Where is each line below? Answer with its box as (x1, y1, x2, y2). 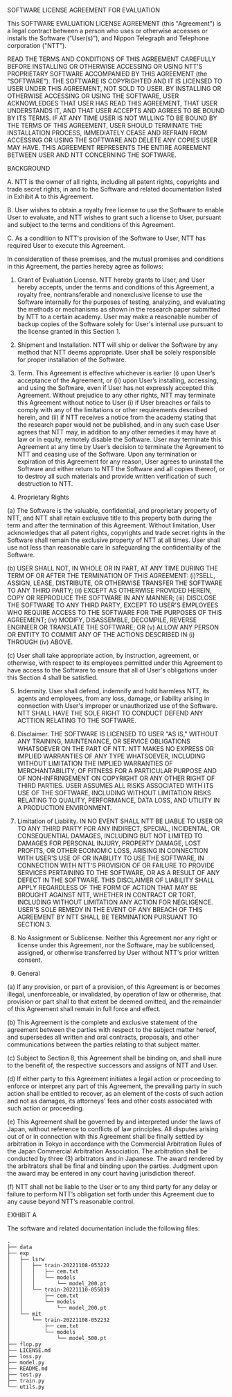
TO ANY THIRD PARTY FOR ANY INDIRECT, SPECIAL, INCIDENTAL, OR (17, 824, 220, 832)
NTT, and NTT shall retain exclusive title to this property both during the (7, 514, 213, 522)
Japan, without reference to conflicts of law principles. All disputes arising (7, 1125, 219, 1133)
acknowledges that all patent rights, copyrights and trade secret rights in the (7, 529, 226, 536)
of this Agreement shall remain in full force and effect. (7, 1005, 161, 1013)
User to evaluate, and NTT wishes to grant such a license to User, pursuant (7, 213, 222, 221)
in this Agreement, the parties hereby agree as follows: (7, 262, 164, 270)
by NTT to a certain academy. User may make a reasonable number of (17, 312, 218, 321)
